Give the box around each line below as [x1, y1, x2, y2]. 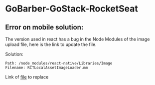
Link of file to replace [5, 74, 49, 80]
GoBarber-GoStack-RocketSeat [5, 3, 139, 14]
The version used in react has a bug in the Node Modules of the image [5, 36, 150, 42]
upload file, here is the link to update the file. [5, 41, 97, 47]
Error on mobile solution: [5, 23, 84, 31]
